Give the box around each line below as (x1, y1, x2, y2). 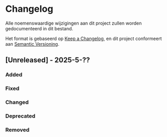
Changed (5, 99, 29, 106)
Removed (5, 126, 30, 133)
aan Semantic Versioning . (5, 41, 60, 47)
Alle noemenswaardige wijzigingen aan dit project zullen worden (5, 20, 142, 26)
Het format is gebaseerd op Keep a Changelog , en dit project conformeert (5, 35, 162, 42)
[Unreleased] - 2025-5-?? (5, 56, 90, 65)
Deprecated (5, 112, 36, 120)
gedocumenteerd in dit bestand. (5, 25, 73, 31)
